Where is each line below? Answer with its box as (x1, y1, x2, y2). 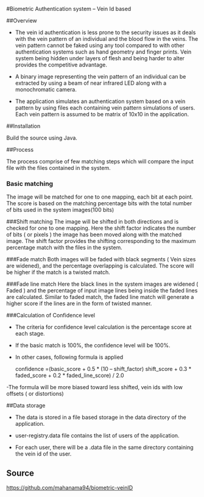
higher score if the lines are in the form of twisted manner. (6, 300, 152, 307)
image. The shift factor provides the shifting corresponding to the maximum (6, 238, 196, 245)
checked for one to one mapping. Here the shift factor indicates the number (6, 225, 196, 232)
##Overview (6, 17, 38, 24)
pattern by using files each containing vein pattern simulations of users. (15, 104, 195, 111)
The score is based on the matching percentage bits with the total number (6, 200, 192, 207)
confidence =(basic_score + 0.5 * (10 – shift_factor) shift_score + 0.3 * (15, 365, 192, 373)
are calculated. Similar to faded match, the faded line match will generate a (6, 294, 194, 301)
